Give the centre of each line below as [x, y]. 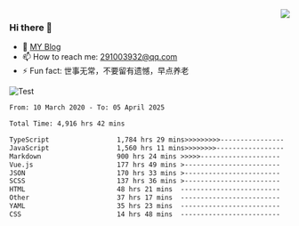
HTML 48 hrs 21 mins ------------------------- [145, 190]
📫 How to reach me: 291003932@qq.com [100, 57]
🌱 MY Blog [41, 47]
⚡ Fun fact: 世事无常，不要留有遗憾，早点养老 [105, 71]
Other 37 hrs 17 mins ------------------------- [145, 198]
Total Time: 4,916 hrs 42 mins [67, 124]
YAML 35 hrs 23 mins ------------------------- [145, 206]
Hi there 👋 [31, 28]
